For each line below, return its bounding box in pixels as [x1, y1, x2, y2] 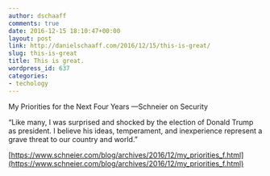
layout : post [8, 34, 52, 43]
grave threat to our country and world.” [8, 134, 139, 144]
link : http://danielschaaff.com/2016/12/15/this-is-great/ [8, 42, 211, 50]
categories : [8, 72, 48, 80]
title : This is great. [8, 57, 85, 65]
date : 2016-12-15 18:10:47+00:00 [8, 27, 121, 35]
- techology [8, 79, 48, 87]
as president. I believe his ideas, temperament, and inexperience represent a [8, 126, 263, 136]
